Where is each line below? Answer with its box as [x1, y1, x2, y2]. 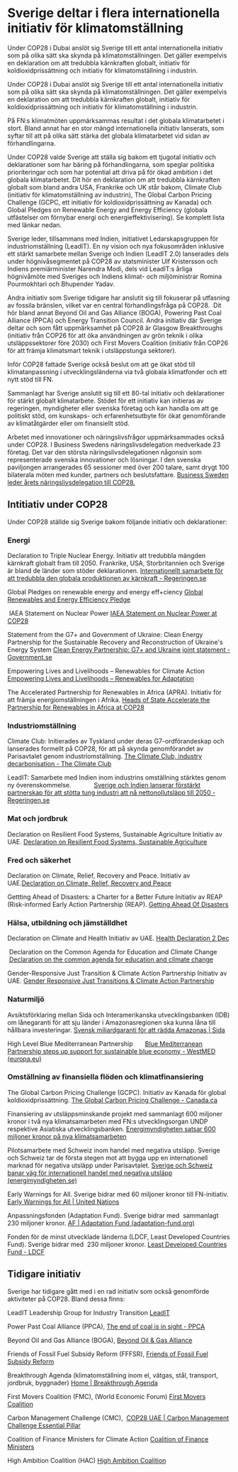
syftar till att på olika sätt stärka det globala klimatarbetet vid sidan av [7, 131, 210, 140]
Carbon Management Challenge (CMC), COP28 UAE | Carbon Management [7, 1413, 229, 1422]
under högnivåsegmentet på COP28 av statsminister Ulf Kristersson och [7, 257, 218, 266]
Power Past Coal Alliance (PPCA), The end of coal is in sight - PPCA [7, 1322, 205, 1331]
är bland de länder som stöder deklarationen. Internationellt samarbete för [7, 567, 223, 575]
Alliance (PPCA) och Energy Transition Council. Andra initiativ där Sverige [7, 316, 222, 325]
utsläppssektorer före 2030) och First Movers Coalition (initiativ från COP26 [7, 339, 229, 347]
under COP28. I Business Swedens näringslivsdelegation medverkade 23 [7, 440, 221, 449]
